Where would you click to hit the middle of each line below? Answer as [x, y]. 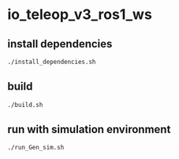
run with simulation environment [89, 129]
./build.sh [25, 104]
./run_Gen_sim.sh [36, 148]
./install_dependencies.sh [52, 62]
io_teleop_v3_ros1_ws [80, 15]
